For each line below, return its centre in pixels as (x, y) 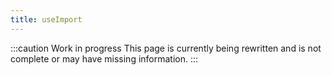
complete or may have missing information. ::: (104, 58)
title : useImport (46, 19)
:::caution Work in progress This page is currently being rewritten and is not (166, 48)
